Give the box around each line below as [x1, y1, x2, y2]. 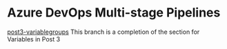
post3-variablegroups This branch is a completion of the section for [7, 28, 200, 36]
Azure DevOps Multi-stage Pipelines [7, 5, 221, 21]
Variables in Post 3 [7, 35, 61, 43]
